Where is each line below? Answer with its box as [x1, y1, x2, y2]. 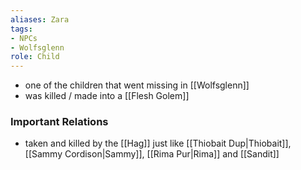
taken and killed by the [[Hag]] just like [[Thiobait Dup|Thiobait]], [24, 137, 292, 150]
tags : [10, 24, 33, 34]
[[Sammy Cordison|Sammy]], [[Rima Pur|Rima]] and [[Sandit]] [24, 148, 280, 160]
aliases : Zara [10, 14, 70, 25]
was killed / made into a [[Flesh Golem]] [24, 90, 190, 102]
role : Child [10, 52, 60, 62]
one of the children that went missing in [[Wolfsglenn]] [24, 79, 250, 91]
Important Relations [10, 115, 109, 129]
